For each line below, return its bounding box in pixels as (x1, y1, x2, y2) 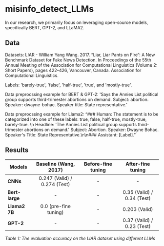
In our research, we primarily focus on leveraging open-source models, (5, 19, 148, 25)
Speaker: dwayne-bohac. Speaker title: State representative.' (5, 101, 128, 108)
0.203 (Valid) (123, 206, 153, 212)
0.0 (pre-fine (40, 203, 71, 209)
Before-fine (83, 160, 112, 167)
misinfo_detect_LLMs (5, 3, 94, 15)
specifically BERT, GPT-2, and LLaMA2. (5, 24, 84, 30)
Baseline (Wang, (36, 160, 75, 167)
